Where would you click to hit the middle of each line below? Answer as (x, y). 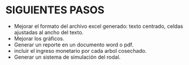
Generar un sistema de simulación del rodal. (67, 57)
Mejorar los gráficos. (39, 38)
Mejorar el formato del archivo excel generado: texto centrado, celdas (98, 26)
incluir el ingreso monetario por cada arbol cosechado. (80, 50)
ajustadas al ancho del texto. (49, 32)
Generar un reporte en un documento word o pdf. (74, 45)
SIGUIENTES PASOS (55, 10)
